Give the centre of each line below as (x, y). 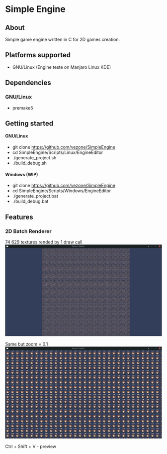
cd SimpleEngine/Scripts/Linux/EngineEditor (58, 152)
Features (19, 217)
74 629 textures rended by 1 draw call (44, 242)
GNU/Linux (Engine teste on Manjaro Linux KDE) (62, 67)
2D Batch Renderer (29, 231)
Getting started (29, 123)
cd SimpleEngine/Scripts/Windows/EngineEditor (62, 191)
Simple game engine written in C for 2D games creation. (63, 39)
